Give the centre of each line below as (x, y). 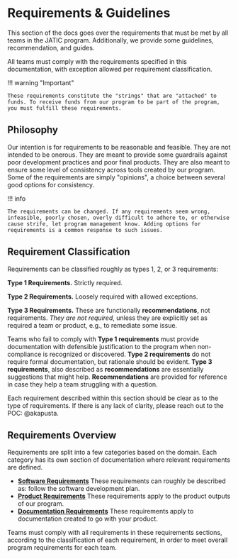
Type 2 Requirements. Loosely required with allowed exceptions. (103, 297)
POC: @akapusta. (33, 413)
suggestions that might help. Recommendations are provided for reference (118, 377)
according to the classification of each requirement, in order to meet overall (118, 540)
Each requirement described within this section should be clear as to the (113, 398)
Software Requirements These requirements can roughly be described (122, 481)
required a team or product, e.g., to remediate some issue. (92, 325)
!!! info (17, 198)
